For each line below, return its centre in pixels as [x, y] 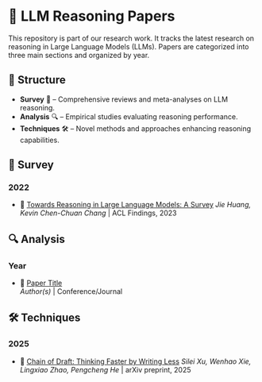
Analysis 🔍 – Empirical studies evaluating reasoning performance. [129, 116]
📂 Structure [37, 80]
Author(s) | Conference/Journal [71, 291]
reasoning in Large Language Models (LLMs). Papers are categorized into [129, 46]
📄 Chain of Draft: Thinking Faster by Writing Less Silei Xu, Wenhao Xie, [135, 361]
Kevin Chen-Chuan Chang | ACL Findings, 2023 [98, 213]
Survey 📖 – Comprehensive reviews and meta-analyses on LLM [124, 99]
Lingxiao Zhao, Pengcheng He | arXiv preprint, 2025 [105, 369]
